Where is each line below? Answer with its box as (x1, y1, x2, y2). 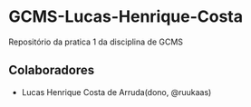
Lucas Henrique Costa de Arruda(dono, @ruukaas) (21, 86, 212, 97)
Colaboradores (8, 63, 95, 78)
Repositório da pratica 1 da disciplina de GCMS (8, 36, 183, 47)
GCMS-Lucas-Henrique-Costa (8, 6, 244, 27)
